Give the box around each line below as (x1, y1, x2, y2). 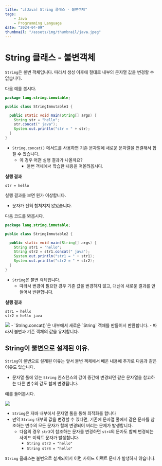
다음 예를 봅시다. (5, 86, 36, 91)
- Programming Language (14, 20, 62, 26)
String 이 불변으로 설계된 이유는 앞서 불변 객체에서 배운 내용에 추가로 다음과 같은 (5, 358, 157, 364)
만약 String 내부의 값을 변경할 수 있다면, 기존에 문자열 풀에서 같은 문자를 (12, 416, 150, 422)
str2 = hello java (5, 313, 42, 318)
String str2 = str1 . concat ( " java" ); (14, 249, 90, 254)
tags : (5, 12, 16, 17)
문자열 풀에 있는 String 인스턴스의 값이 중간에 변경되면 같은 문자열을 (12, 374, 142, 380)
